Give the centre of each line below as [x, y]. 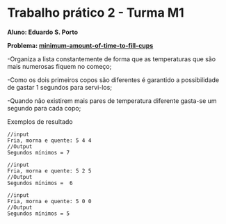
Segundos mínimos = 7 [39, 152]
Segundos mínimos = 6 [40, 183]
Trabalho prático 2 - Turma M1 [96, 13]
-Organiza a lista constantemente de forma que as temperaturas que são [112, 59]
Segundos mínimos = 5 [39, 214]
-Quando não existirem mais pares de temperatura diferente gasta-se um [112, 101]
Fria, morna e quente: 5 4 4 [49, 141]
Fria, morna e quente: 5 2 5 [49, 171]
